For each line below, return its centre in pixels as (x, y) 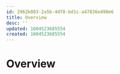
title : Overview (26, 17)
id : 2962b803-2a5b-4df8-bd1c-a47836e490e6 (60, 12)
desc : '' (17, 23)
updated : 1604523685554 (36, 29)
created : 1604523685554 (36, 34)
